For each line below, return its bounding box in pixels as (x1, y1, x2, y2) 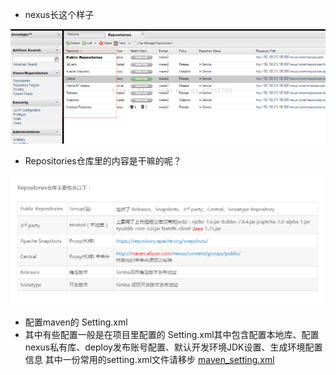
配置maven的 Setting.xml (24, 316, 128, 328)
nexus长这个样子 (24, 9, 95, 20)
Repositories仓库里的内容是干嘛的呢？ (24, 154, 182, 167)
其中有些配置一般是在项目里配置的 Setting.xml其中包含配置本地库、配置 (24, 328, 320, 340)
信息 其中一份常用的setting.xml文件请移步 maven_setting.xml (24, 353, 275, 365)
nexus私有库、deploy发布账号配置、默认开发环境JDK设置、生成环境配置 (24, 341, 323, 353)
